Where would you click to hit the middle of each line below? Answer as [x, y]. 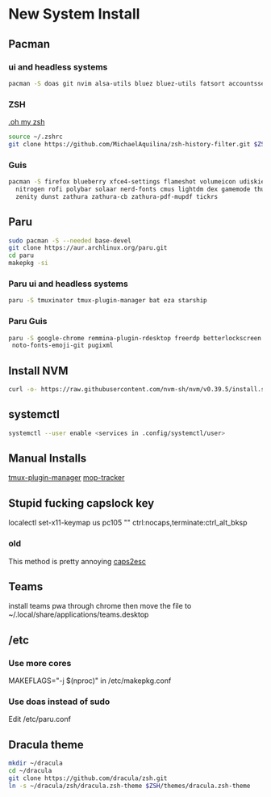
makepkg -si [28, 264]
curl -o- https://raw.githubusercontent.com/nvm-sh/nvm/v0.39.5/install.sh [138, 390]
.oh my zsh [27, 122]
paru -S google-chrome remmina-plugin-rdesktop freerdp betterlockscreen [135, 338]
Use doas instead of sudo [59, 702]
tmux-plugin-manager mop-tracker [67, 478]
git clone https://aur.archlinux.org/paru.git [88, 248]
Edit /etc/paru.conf [40, 719]
